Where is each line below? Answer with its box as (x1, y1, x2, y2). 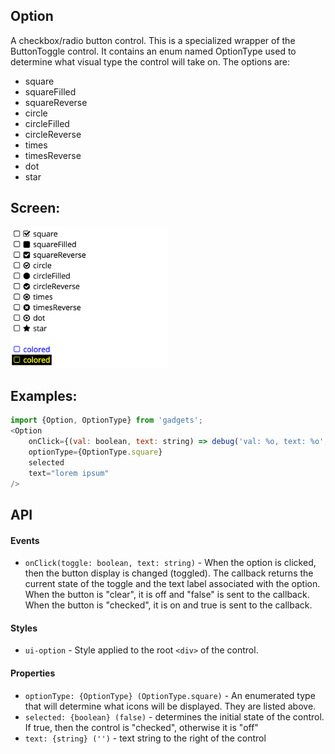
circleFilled (24, 117, 70, 129)
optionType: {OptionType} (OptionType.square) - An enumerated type (24, 689, 316, 701)
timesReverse (24, 149, 82, 161)
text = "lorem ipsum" (28, 468, 110, 478)
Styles (10, 622, 38, 634)
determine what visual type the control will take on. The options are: (10, 55, 291, 68)
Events (10, 534, 40, 546)
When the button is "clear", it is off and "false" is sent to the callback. (24, 589, 310, 601)
